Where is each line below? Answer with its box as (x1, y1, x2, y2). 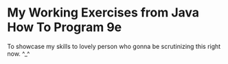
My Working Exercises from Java (7, 5, 200, 21)
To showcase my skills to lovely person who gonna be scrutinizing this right (7, 42, 221, 50)
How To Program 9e (7, 19, 122, 35)
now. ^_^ (7, 50, 30, 58)
